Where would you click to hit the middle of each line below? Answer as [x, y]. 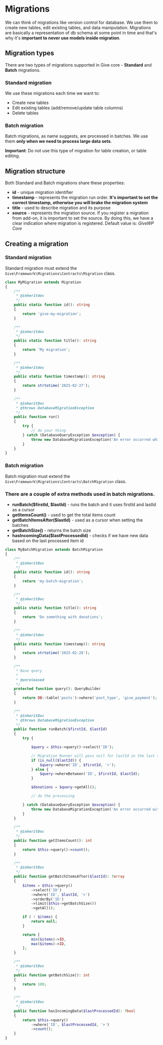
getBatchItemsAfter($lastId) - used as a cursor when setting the [77, 520]
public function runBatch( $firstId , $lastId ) [61, 729]
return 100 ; [35, 984]
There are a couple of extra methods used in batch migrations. [80, 494]
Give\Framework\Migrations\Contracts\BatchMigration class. [66, 481]
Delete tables [25, 113]
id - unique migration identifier [42, 192]
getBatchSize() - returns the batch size [51, 530]
